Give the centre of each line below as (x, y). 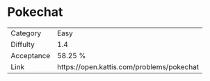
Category (26, 33)
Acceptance (31, 55)
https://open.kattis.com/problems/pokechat (128, 66)
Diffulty (23, 44)
